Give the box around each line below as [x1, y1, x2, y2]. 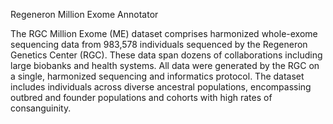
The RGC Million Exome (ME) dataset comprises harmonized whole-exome [10, 28, 318, 39]
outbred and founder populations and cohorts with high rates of [10, 92, 273, 103]
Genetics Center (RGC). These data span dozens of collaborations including [10, 49, 323, 61]
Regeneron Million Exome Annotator [10, 9, 159, 20]
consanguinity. [10, 102, 72, 114]
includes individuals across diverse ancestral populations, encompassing [10, 81, 312, 93]
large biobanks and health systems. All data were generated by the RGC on [10, 60, 320, 71]
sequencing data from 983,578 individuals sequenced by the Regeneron [10, 39, 308, 50]
